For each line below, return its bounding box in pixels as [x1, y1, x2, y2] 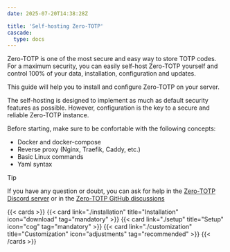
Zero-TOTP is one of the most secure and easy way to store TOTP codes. [7, 55, 217, 63]
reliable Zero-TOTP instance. [7, 111, 89, 119]
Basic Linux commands [17, 153, 84, 161]
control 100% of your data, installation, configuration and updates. [7, 69, 196, 78]
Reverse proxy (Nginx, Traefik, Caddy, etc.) [17, 145, 141, 153]
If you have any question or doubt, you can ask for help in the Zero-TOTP [7, 187, 216, 195]
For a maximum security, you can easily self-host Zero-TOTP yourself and [7, 62, 218, 70]
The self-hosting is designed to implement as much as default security [7, 96, 209, 105]
